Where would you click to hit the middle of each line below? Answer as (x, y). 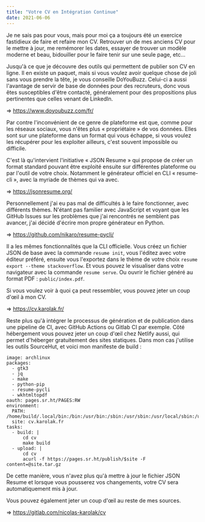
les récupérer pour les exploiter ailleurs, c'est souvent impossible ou (92, 141)
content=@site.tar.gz (34, 464)
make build (36, 443)
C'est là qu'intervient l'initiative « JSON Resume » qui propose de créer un (100, 160)
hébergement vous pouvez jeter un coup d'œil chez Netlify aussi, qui (93, 334)
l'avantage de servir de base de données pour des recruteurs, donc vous (98, 85)
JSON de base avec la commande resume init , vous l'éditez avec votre (96, 252)
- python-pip (28, 384)
